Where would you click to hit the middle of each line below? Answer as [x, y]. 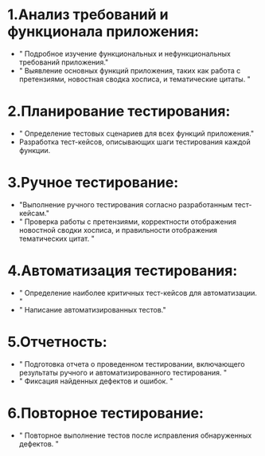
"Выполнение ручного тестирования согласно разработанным [126, 204]
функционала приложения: [103, 31]
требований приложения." [64, 62]
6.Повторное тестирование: [105, 413]
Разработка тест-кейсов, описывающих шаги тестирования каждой [135, 142]
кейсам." [34, 213]
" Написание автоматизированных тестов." [92, 309]
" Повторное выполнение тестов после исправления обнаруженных [135, 435]
